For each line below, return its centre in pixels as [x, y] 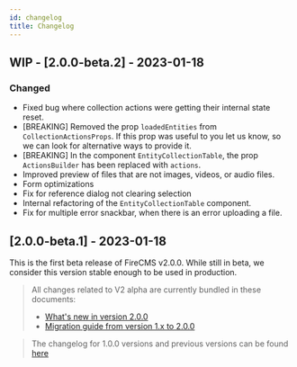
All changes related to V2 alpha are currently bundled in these [146, 290]
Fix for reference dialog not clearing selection [107, 193]
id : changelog [36, 18]
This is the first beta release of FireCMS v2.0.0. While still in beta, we [137, 263]
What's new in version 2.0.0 [96, 317]
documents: [54, 299]
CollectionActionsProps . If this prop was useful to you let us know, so [152, 137]
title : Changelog [42, 26]
